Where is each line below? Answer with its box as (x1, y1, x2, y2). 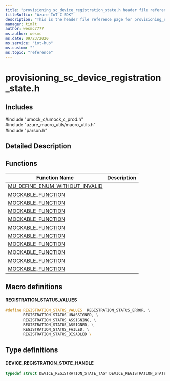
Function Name (36, 174, 74, 181)
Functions (5, 159, 38, 168)
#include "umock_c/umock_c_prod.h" (5, 116, 83, 122)
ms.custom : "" (5, 45, 35, 50)
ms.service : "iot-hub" (5, 41, 53, 46)
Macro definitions (5, 282, 62, 291)
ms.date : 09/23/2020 (5, 36, 49, 41)
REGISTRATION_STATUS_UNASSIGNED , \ (23, 313, 99, 318)
